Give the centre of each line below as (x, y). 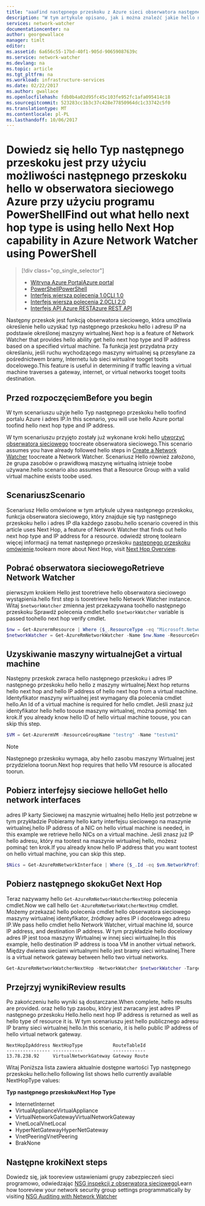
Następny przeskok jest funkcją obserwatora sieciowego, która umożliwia (99, 320)
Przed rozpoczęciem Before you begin (79, 398)
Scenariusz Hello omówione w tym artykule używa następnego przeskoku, (100, 510)
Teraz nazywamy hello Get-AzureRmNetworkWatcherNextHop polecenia (92, 898)
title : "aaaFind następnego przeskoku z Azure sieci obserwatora (91, 12)
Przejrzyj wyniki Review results (66, 987)
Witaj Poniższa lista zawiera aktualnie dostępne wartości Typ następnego (99, 1067)
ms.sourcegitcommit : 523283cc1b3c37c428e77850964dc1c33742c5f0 (88, 103)
